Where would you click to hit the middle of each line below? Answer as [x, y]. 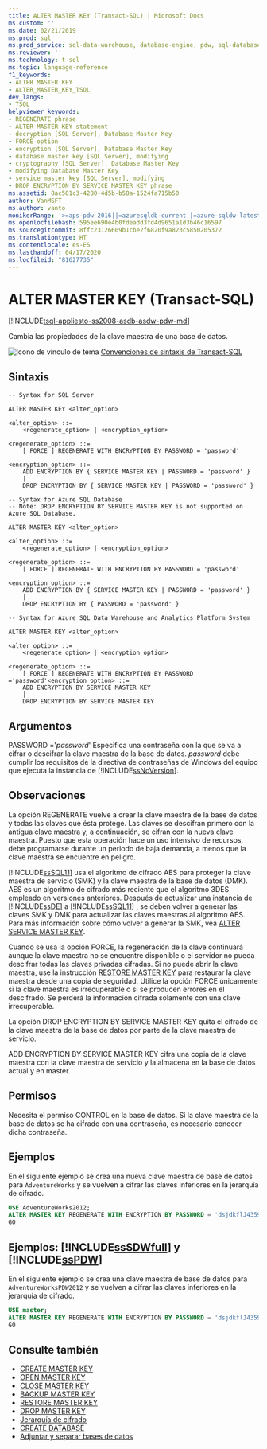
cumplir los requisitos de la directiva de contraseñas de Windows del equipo [133, 762]
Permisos [32, 1096]
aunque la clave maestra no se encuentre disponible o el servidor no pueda [132, 955]
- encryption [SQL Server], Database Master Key [90, 149]
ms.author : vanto [37, 208]
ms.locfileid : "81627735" [51, 259]
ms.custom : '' [32, 23]
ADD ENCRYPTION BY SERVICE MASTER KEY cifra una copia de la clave [127, 1054]
